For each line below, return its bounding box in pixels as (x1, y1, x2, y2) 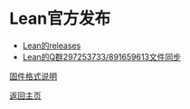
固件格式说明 (9, 70, 57, 82)
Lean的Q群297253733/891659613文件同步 (22, 51, 181, 62)
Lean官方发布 (9, 8, 111, 29)
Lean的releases (22, 40, 81, 51)
